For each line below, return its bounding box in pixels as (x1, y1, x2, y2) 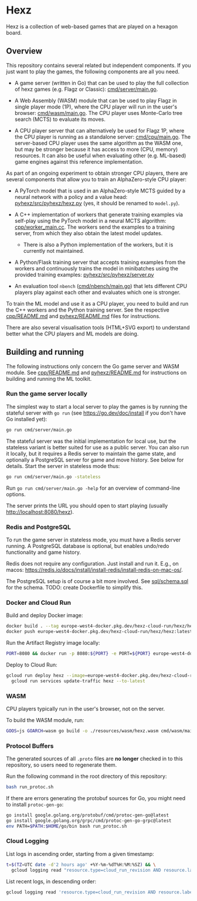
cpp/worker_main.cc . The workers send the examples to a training (14, 223, 175, 231)
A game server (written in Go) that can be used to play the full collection (14, 79, 189, 86)
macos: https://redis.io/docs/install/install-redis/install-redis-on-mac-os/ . (6, 566, 183, 573)
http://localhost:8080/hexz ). (6, 508, 74, 515)
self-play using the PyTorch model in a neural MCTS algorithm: (14, 217, 167, 224)
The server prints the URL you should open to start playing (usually (6, 502, 168, 509)
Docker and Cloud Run (6, 598, 72, 607)
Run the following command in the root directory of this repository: (6, 773, 167, 780)
